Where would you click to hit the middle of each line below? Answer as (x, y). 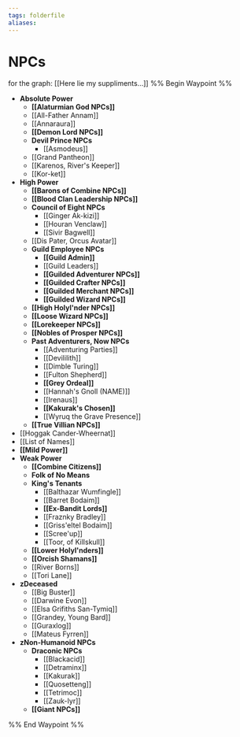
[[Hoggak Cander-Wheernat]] (67, 433)
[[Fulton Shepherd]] (75, 375)
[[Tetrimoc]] (63, 693)
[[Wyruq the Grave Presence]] (92, 417)
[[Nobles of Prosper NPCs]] (77, 333)
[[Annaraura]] (54, 124)
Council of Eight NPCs (68, 207)
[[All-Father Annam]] (65, 116)
